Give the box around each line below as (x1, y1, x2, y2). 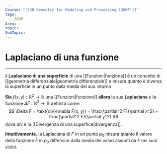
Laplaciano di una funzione (5, 52, 119, 63)
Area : (5, 21, 16, 26)
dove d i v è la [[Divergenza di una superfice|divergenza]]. (5, 121, 122, 127)
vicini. (5, 144, 17, 150)
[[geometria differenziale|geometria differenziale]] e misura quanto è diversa (5, 78, 162, 84)
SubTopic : (5, 30, 26, 35)
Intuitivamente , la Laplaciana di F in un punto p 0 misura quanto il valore (5, 131, 153, 138)
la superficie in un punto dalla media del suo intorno (5, 83, 112, 89)
